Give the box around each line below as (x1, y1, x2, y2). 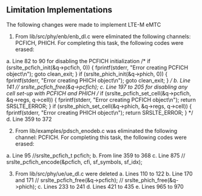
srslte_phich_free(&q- (124, 176, 179, 184)
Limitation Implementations (6, 5, 113, 15)
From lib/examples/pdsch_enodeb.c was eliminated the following (15, 127, 178, 134)
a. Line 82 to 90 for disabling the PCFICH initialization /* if (6, 57, 150, 64)
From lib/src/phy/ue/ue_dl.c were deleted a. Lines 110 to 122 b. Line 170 (15, 170, 193, 177)
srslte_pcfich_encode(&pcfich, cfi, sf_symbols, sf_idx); (6, 158, 143, 166)
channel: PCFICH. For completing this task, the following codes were (15, 133, 187, 141)
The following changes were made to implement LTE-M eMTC (6, 21, 161, 28)
